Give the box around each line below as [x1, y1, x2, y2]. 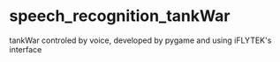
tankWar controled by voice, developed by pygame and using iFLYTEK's [9, 35, 272, 45]
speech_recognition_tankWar [9, 6, 231, 26]
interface [9, 44, 42, 54]
